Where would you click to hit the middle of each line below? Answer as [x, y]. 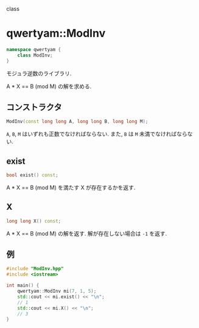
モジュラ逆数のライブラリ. [39, 73]
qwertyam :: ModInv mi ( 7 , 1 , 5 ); [57, 291]
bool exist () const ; [33, 175]
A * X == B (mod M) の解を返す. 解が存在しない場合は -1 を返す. [87, 233]
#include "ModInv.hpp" [35, 269]
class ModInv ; [35, 55]
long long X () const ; [34, 221]
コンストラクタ [34, 107]
